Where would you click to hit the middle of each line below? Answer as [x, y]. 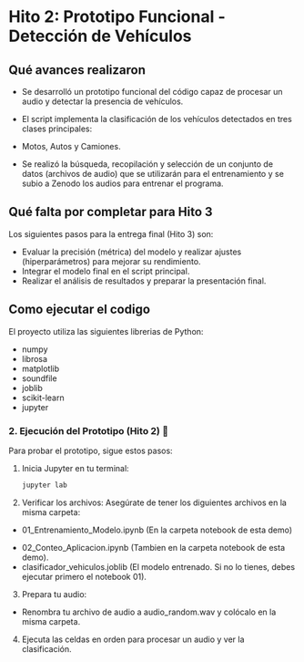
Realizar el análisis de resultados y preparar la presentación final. [144, 281]
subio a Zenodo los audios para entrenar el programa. [122, 183]
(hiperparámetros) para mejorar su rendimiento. [111, 261]
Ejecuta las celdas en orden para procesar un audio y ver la [133, 639]
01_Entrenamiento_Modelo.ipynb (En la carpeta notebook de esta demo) [157, 530]
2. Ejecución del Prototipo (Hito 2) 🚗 [89, 430]
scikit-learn [43, 398]
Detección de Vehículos [100, 36]
